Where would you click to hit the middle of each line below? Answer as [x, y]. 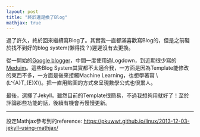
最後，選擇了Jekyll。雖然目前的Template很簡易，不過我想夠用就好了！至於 [98, 95]
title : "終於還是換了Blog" [37, 17]
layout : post [22, 12]
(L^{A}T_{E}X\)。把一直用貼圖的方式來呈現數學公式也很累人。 [81, 83]
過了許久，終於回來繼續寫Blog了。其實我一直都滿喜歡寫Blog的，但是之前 [96, 41]
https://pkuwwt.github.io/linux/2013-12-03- [137, 121]
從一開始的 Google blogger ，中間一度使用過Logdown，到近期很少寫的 [91, 61]
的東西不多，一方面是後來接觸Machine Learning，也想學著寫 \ [82, 76]
